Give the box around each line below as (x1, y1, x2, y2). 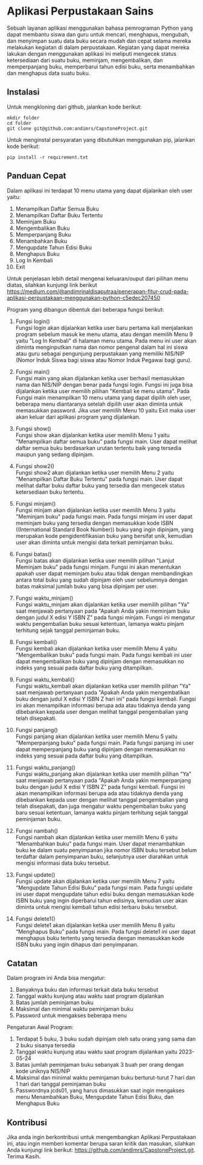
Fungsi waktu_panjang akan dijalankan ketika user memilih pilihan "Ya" (15, 770, 192, 777)
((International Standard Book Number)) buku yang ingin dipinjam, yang (15, 526, 194, 533)
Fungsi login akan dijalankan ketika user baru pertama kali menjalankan (15, 324, 193, 331)
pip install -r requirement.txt (7, 154, 88, 160)
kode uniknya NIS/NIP (15, 1067, 71, 1075)
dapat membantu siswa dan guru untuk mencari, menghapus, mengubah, (7, 30, 190, 38)
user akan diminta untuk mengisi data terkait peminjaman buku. (15, 539, 174, 546)
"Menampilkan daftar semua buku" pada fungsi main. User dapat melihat (15, 438, 198, 445)
